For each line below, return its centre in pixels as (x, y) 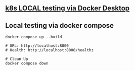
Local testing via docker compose (60, 25)
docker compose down (27, 63)
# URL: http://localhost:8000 (37, 46)
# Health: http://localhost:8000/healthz (50, 50)
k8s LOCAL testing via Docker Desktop (67, 8)
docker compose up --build (34, 37)
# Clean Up (17, 59)
